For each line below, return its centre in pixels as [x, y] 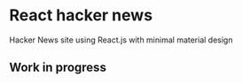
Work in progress [58, 68]
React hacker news [81, 15]
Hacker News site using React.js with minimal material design [121, 40]
